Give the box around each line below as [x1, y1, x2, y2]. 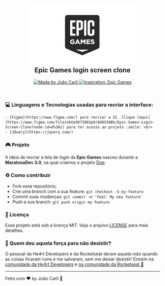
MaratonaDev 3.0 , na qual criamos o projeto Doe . [5, 159, 106, 165]
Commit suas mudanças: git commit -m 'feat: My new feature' [12, 193, 143, 199]
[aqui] [137, 115, 151, 120]
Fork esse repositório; [12, 183, 57, 189]
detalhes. [5, 227, 24, 233]
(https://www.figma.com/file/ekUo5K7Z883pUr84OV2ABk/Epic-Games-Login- [5, 120, 155, 125]
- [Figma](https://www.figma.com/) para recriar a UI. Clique [5, 115, 135, 120]
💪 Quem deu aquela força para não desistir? [5, 240, 111, 247]
